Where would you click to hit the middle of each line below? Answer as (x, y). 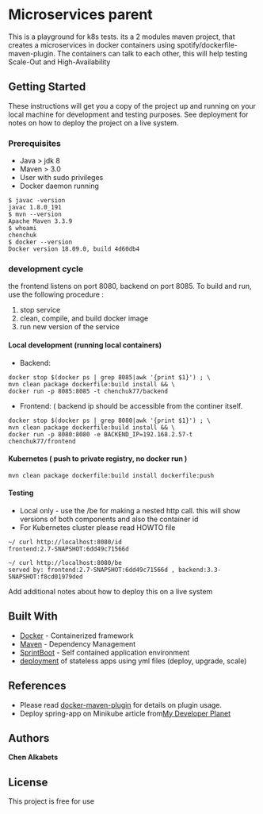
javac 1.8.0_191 (35, 208)
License (28, 782)
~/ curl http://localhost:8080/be (65, 563)
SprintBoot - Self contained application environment (105, 652)
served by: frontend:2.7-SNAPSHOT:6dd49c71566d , (92, 570)
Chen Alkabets (33, 757)
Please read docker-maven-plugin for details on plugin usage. (121, 705)
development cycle (46, 269)
